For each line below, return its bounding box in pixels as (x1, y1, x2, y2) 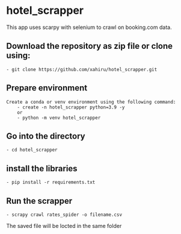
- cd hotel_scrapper (6, 147, 58, 153)
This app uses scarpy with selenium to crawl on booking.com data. (6, 24, 173, 31)
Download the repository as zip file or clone (6, 41, 173, 51)
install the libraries (6, 163, 78, 174)
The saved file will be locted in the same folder (6, 223, 122, 229)
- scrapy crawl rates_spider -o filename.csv (6, 212, 122, 218)
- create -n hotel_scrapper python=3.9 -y (17, 104, 125, 110)
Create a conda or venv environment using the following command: (6, 99, 176, 105)
